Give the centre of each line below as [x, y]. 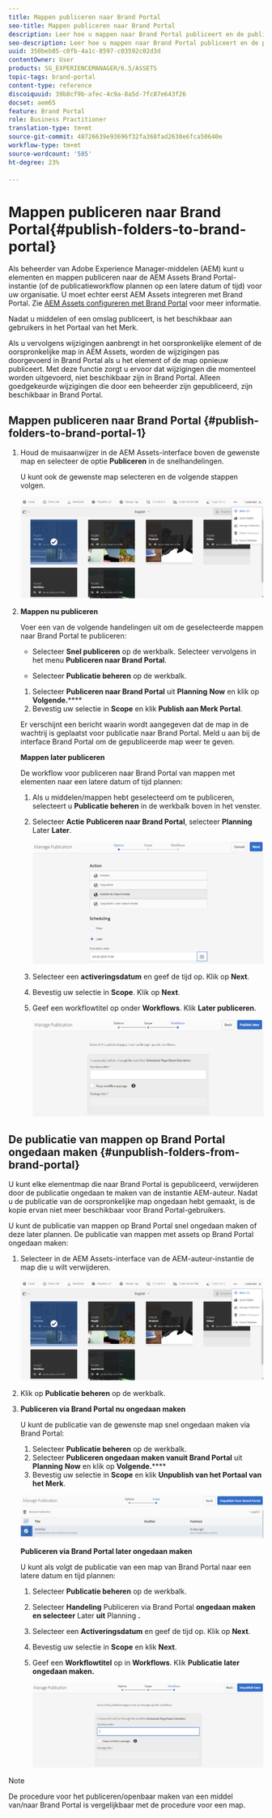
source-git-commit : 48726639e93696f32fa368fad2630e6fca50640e [115, 137]
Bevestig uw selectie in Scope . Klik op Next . [106, 992]
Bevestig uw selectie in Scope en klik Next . [104, 1647]
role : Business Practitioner [57, 120]
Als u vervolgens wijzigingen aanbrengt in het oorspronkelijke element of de [135, 344]
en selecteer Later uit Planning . [86, 1615]
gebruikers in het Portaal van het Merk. [74, 327]
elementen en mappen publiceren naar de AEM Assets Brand [110, 277]
